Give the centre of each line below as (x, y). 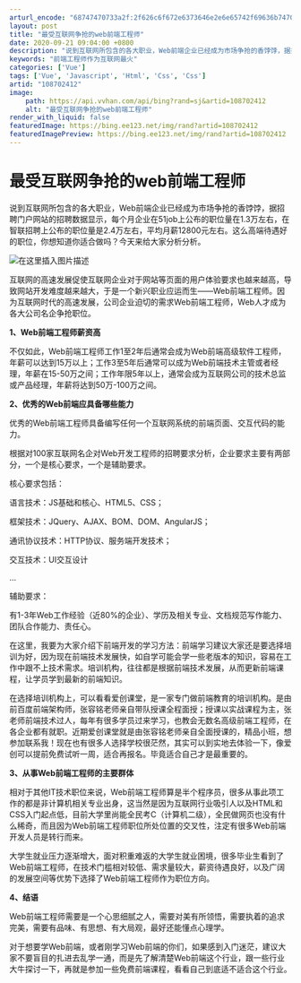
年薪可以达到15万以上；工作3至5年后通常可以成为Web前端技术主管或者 (140, 362)
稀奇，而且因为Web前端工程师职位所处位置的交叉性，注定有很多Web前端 (151, 825)
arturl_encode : (38, 17)
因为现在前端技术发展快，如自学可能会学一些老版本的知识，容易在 (162, 656)
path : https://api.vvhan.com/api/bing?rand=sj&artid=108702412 (146, 101)
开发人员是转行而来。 (48, 836)
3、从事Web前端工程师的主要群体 (72, 772)
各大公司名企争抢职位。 (52, 313)
